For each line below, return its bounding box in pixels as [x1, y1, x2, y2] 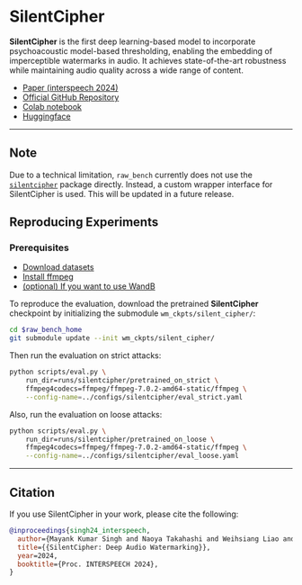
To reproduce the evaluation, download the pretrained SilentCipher [9, 299, 259, 310]
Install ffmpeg [22, 272, 74, 283]
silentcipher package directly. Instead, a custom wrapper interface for [9, 178, 273, 190]
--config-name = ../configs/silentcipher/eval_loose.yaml [25, 452, 240, 461]
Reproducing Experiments [9, 214, 159, 230]
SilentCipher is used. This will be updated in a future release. [9, 188, 235, 199]
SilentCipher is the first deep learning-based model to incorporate [9, 36, 256, 47]
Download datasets [22, 262, 94, 273]
